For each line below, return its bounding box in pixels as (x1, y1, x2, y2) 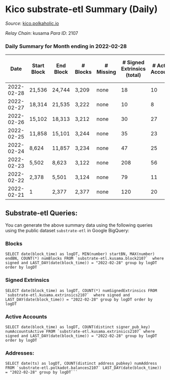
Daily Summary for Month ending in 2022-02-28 (5, 43, 127, 50)
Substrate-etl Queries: (5, 208, 78, 217)
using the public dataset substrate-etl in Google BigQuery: (5, 228, 130, 234)
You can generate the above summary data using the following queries (5, 222, 153, 228)
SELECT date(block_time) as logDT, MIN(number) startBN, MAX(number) (5, 251, 155, 257)
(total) (125, 72, 141, 79)
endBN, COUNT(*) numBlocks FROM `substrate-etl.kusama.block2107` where (5, 256, 164, 261)
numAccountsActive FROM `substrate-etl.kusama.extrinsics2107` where (5, 329, 155, 334)
